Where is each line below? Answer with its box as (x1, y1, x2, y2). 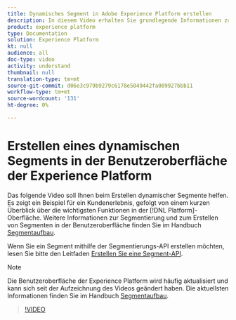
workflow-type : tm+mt (7, 88, 71, 95)
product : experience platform (7, 23, 96, 30)
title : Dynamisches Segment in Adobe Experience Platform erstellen (7, 10, 212, 18)
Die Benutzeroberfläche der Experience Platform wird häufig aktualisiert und (7, 276, 228, 285)
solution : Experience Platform (7, 36, 99, 44)
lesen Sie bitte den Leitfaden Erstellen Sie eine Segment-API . (7, 249, 183, 258)
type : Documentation (7, 29, 68, 37)
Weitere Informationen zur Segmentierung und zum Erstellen (43, 213, 219, 222)
